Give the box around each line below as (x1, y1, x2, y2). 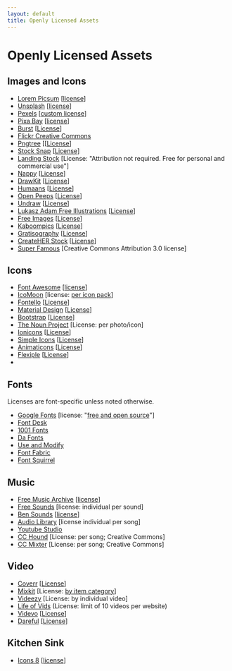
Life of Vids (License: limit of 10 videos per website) (17, 601, 167, 610)
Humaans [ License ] (17, 184, 75, 193)
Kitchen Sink (7, 637, 65, 649)
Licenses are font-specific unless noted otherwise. (7, 397, 155, 406)
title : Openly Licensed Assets (7, 17, 99, 24)
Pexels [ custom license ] (17, 109, 87, 117)
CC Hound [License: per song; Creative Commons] (17, 532, 165, 540)
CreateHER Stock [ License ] (17, 236, 97, 245)
